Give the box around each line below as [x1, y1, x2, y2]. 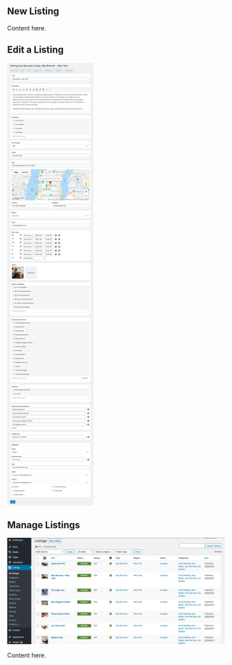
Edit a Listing [7, 44, 64, 56]
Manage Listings [7, 519, 81, 531]
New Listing [7, 6, 60, 17]
